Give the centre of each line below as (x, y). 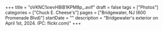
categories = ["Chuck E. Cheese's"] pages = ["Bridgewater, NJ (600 (75, 12)
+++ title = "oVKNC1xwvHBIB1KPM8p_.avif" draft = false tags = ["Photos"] (82, 7)
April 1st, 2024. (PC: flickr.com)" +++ (43, 23)
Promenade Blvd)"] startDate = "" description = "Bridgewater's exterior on (82, 18)
